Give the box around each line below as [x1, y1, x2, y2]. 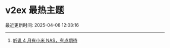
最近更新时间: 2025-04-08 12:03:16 [5, 22, 79, 28]
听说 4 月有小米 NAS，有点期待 [12, 37, 77, 43]
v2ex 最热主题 [5, 4, 64, 16]
